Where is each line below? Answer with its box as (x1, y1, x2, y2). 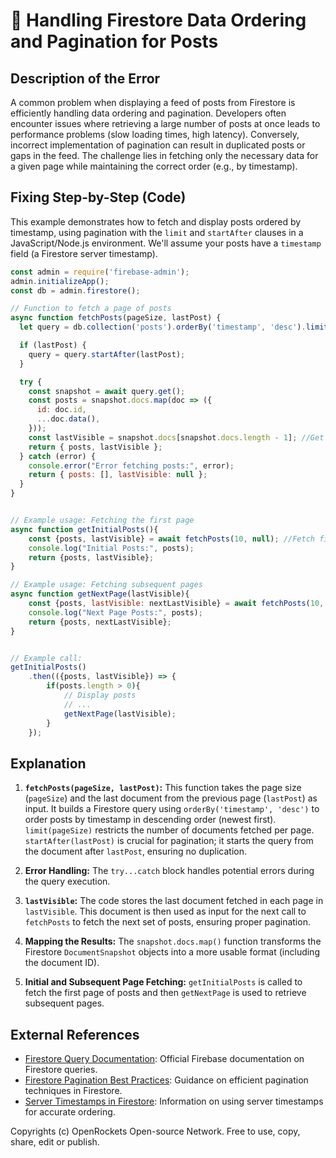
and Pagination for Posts (10, 30, 219, 53)
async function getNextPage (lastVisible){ (10, 589, 190, 599)
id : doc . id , (36, 405, 87, 415)
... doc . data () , (36, 414, 101, 424)
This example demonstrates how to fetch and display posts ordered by (10, 215, 302, 228)
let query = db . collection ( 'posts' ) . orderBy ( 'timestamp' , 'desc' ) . (19, 322, 307, 333)
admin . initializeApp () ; (10, 276, 110, 286)
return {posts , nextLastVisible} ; (28, 617, 172, 627)
